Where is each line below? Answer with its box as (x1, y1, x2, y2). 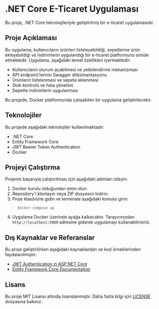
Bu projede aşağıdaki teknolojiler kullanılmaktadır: (5, 124, 105, 130)
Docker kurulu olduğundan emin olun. (12, 186, 88, 192)
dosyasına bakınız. (5, 299, 42, 304)
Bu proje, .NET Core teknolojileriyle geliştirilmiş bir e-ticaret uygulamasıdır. (5, 20, 155, 25)
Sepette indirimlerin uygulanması (12, 87, 79, 93)
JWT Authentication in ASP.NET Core (12, 261, 87, 267)
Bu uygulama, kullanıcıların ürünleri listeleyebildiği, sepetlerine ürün (5, 46, 140, 52)
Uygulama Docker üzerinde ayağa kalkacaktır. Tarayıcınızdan (12, 214, 135, 220)
